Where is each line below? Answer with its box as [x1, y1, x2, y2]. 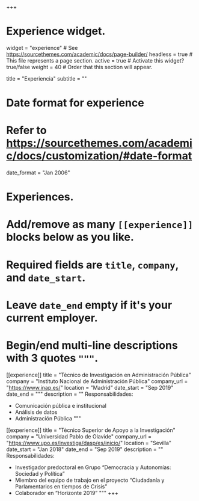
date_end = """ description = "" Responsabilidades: [6, 390, 133, 398]
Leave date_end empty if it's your [6, 298, 173, 312]
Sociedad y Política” [14, 470, 65, 477]
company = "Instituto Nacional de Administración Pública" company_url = [6, 377, 188, 385]
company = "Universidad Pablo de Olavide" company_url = [6, 432, 152, 440]
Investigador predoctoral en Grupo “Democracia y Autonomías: [14, 464, 171, 471]
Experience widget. [6, 25, 106, 38]
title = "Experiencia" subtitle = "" [6, 75, 87, 82]
